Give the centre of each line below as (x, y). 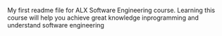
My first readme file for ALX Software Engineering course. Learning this (111, 10)
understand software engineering (56, 25)
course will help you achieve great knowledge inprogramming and (103, 18)
